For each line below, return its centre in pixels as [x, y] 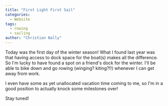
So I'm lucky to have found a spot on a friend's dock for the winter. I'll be [80, 63]
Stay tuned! [17, 98]
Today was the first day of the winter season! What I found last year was [80, 52]
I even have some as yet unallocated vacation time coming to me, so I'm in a [84, 83]
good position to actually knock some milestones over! [62, 88]
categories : [18, 15]
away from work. [23, 73]
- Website [20, 19]
